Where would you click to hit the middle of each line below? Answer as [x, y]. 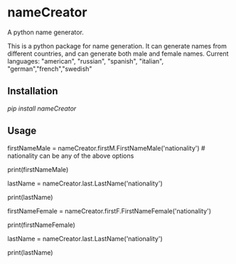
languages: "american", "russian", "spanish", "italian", [86, 61]
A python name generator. [45, 32]
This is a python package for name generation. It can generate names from [117, 46]
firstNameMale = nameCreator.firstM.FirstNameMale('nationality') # [106, 148]
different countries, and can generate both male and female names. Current [118, 54]
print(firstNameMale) [38, 169]
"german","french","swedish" [50, 68]
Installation [33, 91]
